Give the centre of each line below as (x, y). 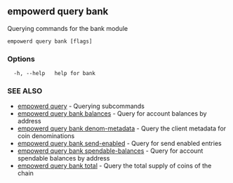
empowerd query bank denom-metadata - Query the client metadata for (122, 128)
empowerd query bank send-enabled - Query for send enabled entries (120, 144)
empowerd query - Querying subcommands (81, 106)
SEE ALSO (25, 91)
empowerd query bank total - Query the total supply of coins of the (114, 166)
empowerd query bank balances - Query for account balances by (112, 114)
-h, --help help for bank (55, 74)
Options (21, 59)
